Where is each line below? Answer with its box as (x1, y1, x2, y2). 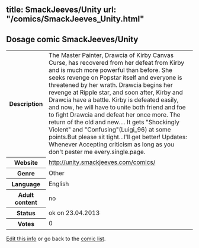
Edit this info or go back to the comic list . (6, 235, 106, 242)
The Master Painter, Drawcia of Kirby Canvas (48, 51, 174, 59)
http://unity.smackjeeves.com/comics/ (48, 158, 156, 166)
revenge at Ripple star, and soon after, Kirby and (48, 89, 184, 97)
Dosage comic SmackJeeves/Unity (6, 34, 139, 44)
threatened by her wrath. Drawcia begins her (48, 81, 173, 89)
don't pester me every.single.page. (48, 148, 146, 156)
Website (14, 158, 38, 167)
